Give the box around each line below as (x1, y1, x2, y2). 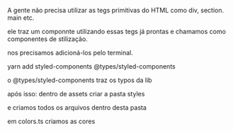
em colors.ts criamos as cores (7, 117, 96, 125)
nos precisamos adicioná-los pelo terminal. (7, 49, 133, 57)
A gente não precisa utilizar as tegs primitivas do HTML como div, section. (7, 6, 225, 14)
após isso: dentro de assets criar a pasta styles (7, 90, 145, 98)
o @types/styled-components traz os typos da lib (7, 76, 152, 84)
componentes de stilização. (7, 35, 89, 43)
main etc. (7, 13, 35, 22)
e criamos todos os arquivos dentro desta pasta (7, 103, 147, 112)
